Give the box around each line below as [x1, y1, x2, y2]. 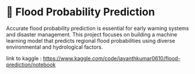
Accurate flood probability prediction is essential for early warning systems [6, 25, 189, 32]
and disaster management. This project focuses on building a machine [6, 31, 177, 38]
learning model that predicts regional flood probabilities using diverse [6, 37, 175, 44]
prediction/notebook [6, 61, 56, 68]
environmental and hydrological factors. [6, 43, 103, 51]
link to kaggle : [6, 55, 42, 62]
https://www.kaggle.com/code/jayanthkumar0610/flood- [43, 55, 181, 62]
